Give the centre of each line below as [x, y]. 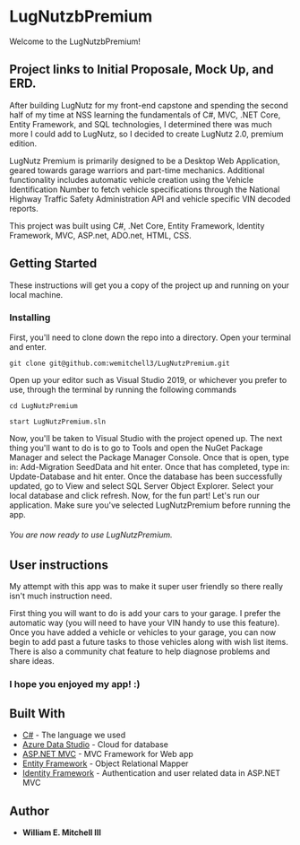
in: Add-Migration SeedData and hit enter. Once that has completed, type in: [150, 466]
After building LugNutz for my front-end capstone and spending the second [149, 105]
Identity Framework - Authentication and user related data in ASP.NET [151, 773]
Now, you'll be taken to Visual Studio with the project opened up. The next [146, 438]
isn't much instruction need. [61, 596]
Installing [30, 318]
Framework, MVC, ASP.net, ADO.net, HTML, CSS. [101, 235]
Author [29, 810]
